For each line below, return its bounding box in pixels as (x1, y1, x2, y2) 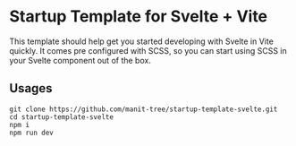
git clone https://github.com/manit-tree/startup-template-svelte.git (9, 105, 278, 114)
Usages (9, 81, 53, 96)
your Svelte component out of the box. (9, 55, 152, 65)
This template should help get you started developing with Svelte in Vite (9, 36, 275, 47)
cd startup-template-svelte (9, 112, 114, 122)
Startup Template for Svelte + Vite (9, 6, 268, 27)
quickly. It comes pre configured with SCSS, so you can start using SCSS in (9, 45, 288, 56)
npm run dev (9, 128, 54, 137)
